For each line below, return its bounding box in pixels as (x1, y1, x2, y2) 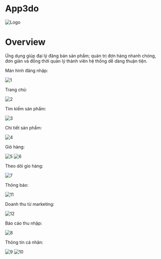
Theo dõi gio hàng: (5, 163, 43, 169)
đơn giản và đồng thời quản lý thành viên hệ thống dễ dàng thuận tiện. (5, 58, 148, 64)
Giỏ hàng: (5, 144, 25, 150)
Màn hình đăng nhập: (5, 67, 48, 73)
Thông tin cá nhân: (5, 239, 43, 245)
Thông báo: (5, 182, 29, 188)
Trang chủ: (5, 87, 27, 93)
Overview (5, 36, 46, 48)
